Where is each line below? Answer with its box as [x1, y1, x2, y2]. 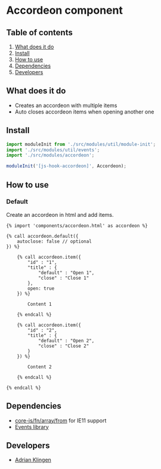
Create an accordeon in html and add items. [6, 211, 114, 218]
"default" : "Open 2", [38, 338, 95, 344]
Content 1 [27, 301, 52, 307]
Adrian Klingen [14, 456, 52, 464]
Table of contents [6, 27, 73, 38]
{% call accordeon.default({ [6, 233, 79, 239]
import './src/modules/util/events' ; [6, 147, 100, 153]
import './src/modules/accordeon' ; [6, 152, 95, 158]
